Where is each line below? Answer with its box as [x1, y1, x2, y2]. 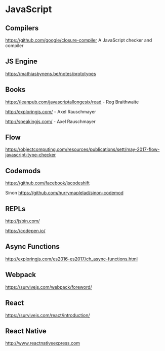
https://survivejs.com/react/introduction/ [5, 312, 90, 318]
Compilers [5, 24, 39, 32]
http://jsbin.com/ [5, 218, 40, 224]
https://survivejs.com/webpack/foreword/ [5, 284, 92, 290]
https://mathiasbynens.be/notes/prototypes [5, 70, 96, 76]
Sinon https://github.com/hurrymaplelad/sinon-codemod [5, 190, 124, 196]
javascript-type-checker [5, 152, 56, 158]
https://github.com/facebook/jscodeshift [5, 180, 90, 186]
